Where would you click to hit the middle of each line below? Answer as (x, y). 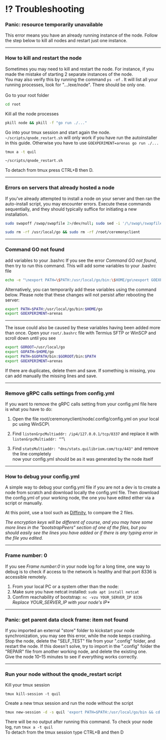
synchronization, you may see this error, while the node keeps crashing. (78, 636)
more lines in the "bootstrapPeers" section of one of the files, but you (76, 528)
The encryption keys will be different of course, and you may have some (79, 522)
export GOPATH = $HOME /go (30, 352)
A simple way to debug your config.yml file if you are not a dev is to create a (83, 487)
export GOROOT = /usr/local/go (35, 347)
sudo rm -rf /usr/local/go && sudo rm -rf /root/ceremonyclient (73, 232)
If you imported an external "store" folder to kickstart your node (70, 630)
